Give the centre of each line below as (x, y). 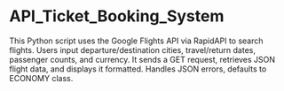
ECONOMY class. (41, 78)
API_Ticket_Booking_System (117, 16)
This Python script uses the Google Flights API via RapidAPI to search (136, 41)
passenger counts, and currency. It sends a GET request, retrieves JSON (142, 59)
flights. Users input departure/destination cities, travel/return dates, (132, 49)
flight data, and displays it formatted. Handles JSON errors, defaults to (138, 69)
